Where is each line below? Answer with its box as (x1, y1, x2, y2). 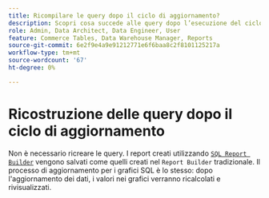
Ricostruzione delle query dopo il (8, 105, 233, 123)
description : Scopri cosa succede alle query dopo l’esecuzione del (8, 19, 242, 27)
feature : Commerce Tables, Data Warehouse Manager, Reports (8, 34, 214, 42)
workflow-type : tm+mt (8, 49, 81, 57)
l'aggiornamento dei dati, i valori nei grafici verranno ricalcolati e (8, 173, 221, 184)
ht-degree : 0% (8, 64, 56, 72)
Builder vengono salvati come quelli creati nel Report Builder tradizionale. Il (8, 156, 260, 166)
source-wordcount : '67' (8, 57, 88, 65)
